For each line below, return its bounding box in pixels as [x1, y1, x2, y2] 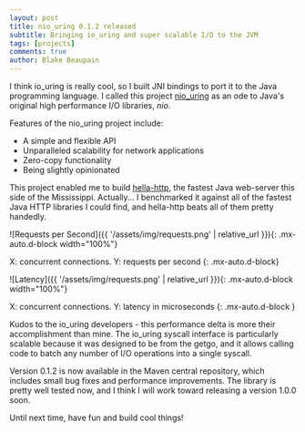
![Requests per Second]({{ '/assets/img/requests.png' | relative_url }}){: [9, 229, 278, 240]
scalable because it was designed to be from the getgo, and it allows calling [9, 338, 294, 349]
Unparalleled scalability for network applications [22, 145, 205, 156]
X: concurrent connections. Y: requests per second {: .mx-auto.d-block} [9, 256, 280, 267]
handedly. [9, 211, 47, 221]
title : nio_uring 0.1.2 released [9, 22, 137, 31]
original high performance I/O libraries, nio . [9, 100, 171, 110]
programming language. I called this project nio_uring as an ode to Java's [9, 90, 285, 101]
